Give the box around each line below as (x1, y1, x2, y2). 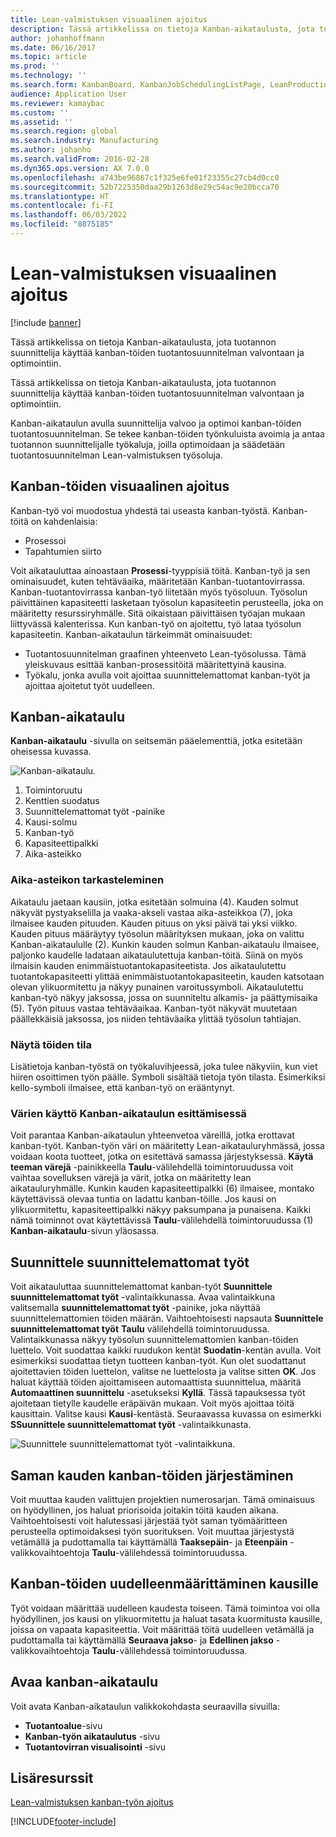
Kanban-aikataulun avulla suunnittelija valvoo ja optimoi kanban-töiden (10, 417, 302, 429)
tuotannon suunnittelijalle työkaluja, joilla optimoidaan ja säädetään (10, 438, 286, 450)
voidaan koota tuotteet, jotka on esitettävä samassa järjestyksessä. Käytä (10, 1151, 314, 1163)
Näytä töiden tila (10, 1037, 93, 1051)
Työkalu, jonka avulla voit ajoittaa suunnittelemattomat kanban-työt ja (24, 669, 311, 681)
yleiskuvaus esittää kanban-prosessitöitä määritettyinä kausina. (24, 658, 287, 670)
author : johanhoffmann (10, 33, 105, 43)
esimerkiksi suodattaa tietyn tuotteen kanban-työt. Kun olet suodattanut (10, 1355, 307, 1367)
